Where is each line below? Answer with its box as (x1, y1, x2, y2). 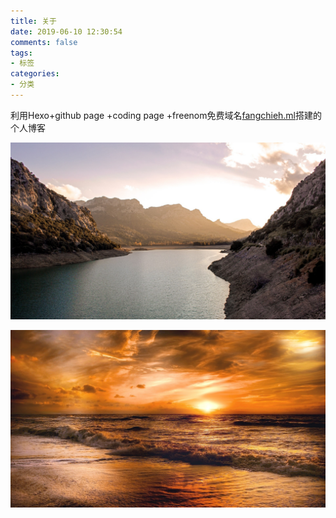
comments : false (10, 37, 78, 47)
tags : (10, 48, 33, 58)
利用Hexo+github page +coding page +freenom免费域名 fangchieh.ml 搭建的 (10, 109, 323, 121)
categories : (10, 69, 60, 79)
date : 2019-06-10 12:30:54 (10, 26, 123, 37)
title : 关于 (10, 16, 57, 26)
